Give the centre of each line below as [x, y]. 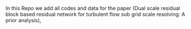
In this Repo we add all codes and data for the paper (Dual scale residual [93, 8]
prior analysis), [23, 20]
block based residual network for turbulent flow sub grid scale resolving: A [95, 14]
